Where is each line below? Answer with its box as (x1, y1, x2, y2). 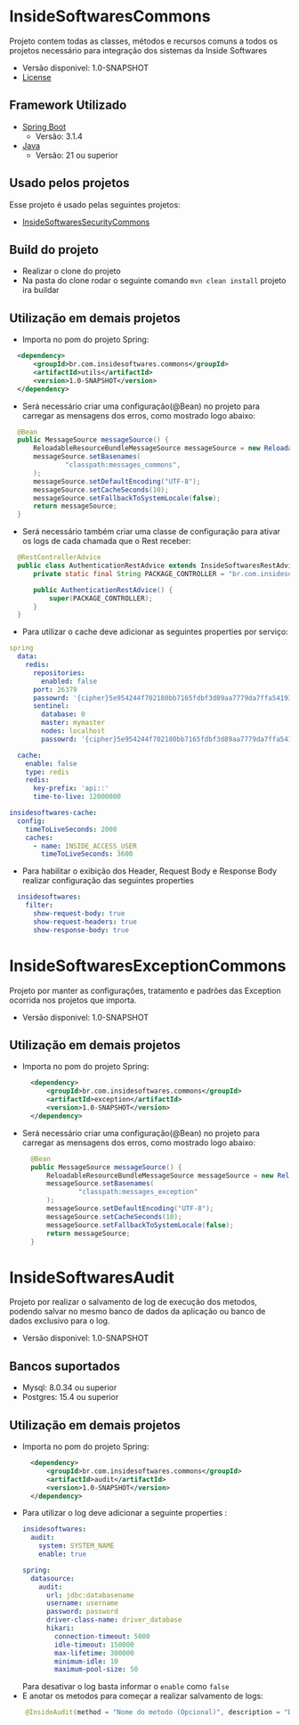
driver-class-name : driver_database (45, 1615, 182, 1624)
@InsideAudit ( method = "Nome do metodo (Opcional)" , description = (25, 1708, 280, 1717)
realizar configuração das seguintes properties (21, 875, 194, 886)
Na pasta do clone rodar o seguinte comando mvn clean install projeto (21, 275, 287, 286)
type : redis (25, 768, 69, 777)
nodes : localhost (41, 727, 105, 736)
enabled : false (41, 677, 98, 686)
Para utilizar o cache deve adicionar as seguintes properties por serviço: (21, 626, 289, 638)
